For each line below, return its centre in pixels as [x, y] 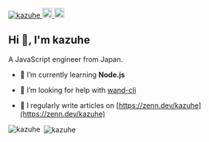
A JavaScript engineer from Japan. [66, 59]
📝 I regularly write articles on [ [69, 105]
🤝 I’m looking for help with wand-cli [78, 90]
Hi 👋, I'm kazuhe [49, 40]
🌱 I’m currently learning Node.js [72, 75]
